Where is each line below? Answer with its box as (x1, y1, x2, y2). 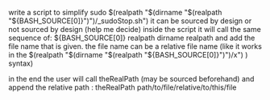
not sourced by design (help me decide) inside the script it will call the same (8, 25, 262, 34)
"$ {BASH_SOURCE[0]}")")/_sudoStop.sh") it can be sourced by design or (8, 16, 252, 26)
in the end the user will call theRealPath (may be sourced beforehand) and (8, 74, 255, 83)
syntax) (8, 58, 34, 68)
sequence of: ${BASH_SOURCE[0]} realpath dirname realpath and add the (8, 33, 255, 42)
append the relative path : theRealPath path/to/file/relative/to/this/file (8, 82, 237, 92)
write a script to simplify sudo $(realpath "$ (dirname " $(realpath (8, 8, 222, 17)
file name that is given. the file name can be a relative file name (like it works (8, 42, 262, 51)
